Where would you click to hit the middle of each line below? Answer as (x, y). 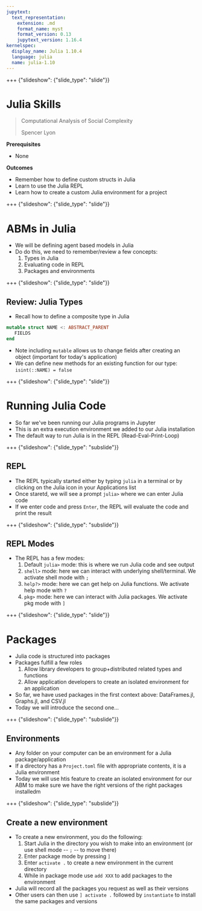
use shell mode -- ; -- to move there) (70, 850)
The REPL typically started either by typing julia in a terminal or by (99, 481)
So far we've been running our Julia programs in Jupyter (85, 423)
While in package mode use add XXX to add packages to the (98, 875)
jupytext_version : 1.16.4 (50, 40)
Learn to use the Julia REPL (49, 186)
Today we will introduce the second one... (67, 708)
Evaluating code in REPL (54, 265)
